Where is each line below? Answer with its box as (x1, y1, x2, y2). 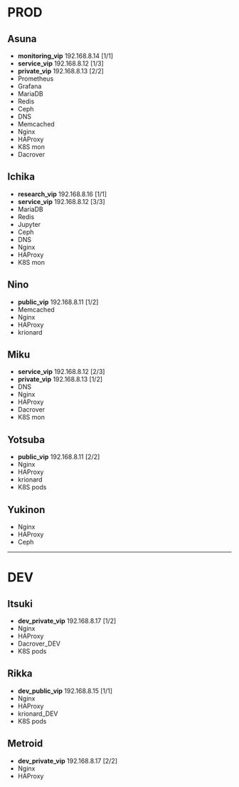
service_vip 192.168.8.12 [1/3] (17, 59, 105, 68)
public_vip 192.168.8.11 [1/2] (17, 298, 99, 306)
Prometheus (17, 74, 54, 83)
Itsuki (7, 597, 33, 610)
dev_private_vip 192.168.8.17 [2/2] (17, 756, 117, 765)
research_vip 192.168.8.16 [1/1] (17, 190, 107, 198)
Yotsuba (7, 433, 45, 446)
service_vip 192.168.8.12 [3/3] (17, 197, 105, 205)
